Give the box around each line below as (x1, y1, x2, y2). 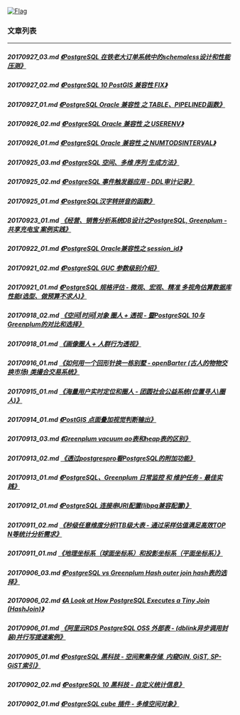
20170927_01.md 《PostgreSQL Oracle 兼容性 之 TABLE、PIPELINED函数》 (7, 100, 226, 108)
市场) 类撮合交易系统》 (13, 368, 80, 376)
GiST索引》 (7, 661, 41, 669)
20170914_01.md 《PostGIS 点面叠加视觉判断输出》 (7, 415, 157, 423)
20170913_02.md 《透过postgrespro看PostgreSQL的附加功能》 (7, 453, 196, 463)
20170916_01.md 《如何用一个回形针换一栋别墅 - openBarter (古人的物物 (7, 359, 222, 367)
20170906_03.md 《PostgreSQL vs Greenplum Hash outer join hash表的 (7, 568, 222, 577)
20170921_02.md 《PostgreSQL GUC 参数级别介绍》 (7, 264, 160, 272)
